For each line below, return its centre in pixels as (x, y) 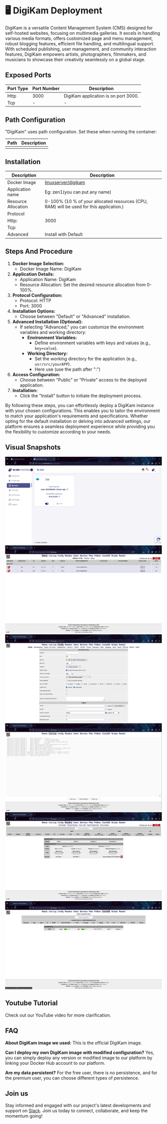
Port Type (18, 89)
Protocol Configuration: (37, 295)
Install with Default (64, 234)
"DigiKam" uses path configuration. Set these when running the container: (81, 132)
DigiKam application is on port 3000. (101, 96)
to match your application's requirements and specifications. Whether (77, 416)
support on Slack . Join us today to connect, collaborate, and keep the (77, 1111)
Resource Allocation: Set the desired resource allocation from (83, 285)
